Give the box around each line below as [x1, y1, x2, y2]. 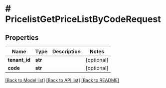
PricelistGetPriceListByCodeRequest [5, 13, 161, 25]
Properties [5, 33, 39, 42]
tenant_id [7, 57, 31, 63]
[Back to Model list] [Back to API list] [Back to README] [5, 78, 120, 83]
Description [52, 48, 81, 55]
